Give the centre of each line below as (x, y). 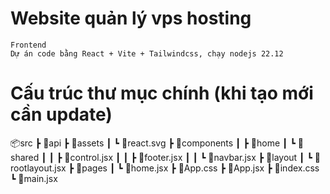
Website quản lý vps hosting (131, 18)
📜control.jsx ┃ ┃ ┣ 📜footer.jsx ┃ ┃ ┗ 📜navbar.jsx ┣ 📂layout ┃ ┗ (188, 157)
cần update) (61, 114)
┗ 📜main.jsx (34, 178)
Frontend (28, 45)
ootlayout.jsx (38, 168)
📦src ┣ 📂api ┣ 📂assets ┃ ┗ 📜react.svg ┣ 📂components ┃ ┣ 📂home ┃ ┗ (153, 143)
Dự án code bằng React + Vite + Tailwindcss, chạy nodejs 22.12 (147, 53)
